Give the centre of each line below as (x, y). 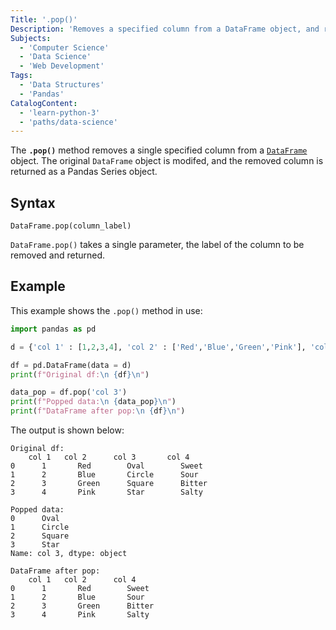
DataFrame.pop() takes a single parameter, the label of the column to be (157, 245)
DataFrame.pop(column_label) (71, 226)
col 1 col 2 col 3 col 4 (109, 457)
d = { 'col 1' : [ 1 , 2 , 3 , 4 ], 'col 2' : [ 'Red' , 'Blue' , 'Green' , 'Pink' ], (158, 347)
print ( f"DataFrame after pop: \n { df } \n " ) (98, 411)
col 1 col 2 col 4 (82, 580)
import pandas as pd (53, 329)
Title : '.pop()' (44, 19)
